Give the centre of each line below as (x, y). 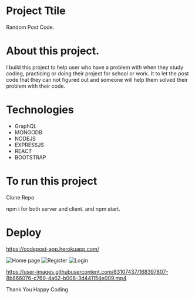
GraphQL (26, 126)
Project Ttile (36, 11)
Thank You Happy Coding (37, 289)
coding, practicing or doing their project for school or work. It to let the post (97, 73)
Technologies (40, 110)
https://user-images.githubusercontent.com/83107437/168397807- (87, 271)
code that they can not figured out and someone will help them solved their (97, 79)
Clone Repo (20, 197)
